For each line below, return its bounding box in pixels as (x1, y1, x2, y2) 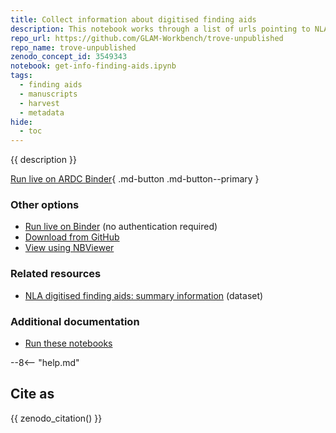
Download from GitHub (24, 231, 120, 243)
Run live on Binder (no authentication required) (24, 221, 218, 233)
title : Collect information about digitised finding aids (10, 14, 257, 25)
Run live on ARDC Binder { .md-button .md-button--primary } (10, 173, 260, 185)
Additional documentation (10, 314, 140, 328)
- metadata (19, 107, 65, 118)
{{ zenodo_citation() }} (10, 412, 103, 424)
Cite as (10, 386, 55, 403)
